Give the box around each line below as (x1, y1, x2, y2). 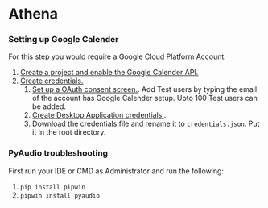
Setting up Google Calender (8, 34, 119, 45)
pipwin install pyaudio (19, 191, 101, 200)
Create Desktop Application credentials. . (31, 110, 167, 120)
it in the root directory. (31, 127, 106, 137)
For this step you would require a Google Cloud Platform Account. (8, 52, 227, 61)
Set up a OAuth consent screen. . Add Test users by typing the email (31, 85, 258, 94)
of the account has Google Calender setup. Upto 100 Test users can (31, 94, 258, 103)
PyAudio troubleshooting (8, 148, 109, 159)
